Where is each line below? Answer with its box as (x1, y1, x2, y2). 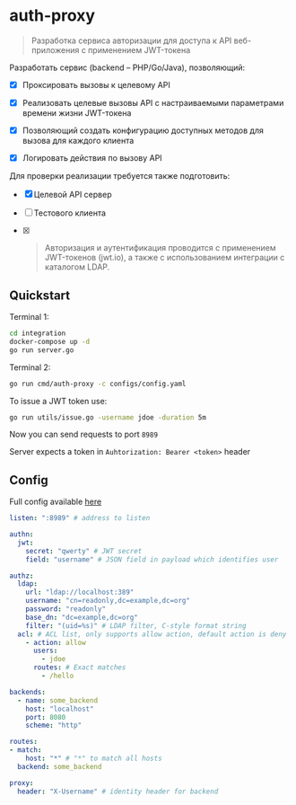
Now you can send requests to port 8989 (9, 429, 159, 440)
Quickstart (9, 287, 71, 303)
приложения (30, 44, 80, 55)
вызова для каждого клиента (22, 136, 135, 146)
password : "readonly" (25, 605, 106, 614)
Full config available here (9, 496, 102, 508)
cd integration (9, 329, 66, 338)
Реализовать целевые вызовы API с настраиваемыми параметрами (22, 98, 284, 108)
